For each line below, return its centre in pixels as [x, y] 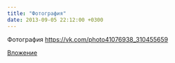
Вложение [22, 53]
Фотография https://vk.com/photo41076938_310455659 [87, 39]
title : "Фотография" [37, 13]
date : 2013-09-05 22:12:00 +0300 [55, 20]
